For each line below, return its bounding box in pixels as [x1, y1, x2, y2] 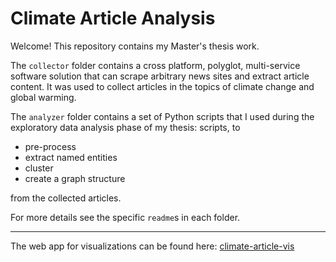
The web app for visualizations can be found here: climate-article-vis [10, 240, 295, 252]
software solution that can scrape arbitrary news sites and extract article [10, 70, 310, 82]
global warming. [10, 91, 77, 103]
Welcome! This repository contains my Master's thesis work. [10, 40, 260, 52]
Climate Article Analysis [10, 7, 216, 30]
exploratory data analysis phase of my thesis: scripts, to [10, 121, 241, 133]
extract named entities [24, 151, 118, 163]
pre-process [24, 140, 77, 152]
